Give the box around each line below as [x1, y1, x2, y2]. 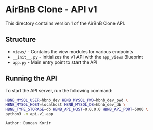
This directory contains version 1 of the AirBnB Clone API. [5, 20, 125, 26]
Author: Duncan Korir [5, 121, 51, 126]
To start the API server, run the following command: [5, 87, 113, 93]
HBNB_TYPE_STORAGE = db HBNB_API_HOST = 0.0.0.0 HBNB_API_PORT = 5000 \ [5, 107, 148, 112]
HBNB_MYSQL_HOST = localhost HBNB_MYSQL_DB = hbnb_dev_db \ [5, 102, 126, 107]
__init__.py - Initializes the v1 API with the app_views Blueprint [12, 54, 143, 60]
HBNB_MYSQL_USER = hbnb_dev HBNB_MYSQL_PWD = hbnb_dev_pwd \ [5, 97, 128, 103]
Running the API [5, 74, 57, 83]
